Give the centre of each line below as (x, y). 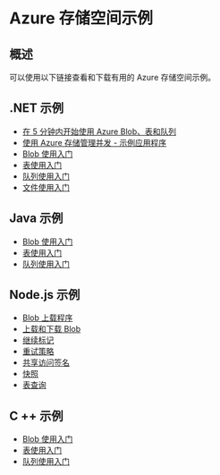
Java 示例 (36, 219)
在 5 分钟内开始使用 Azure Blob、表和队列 (99, 131)
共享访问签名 (46, 362)
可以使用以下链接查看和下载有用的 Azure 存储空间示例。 (113, 77)
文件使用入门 (46, 187)
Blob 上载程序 (47, 318)
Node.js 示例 (45, 295)
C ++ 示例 (36, 416)
